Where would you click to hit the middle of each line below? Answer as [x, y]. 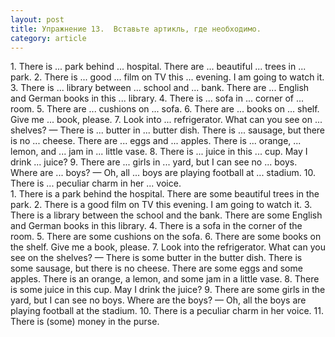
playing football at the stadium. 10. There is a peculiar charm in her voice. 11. [167, 311]
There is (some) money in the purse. [85, 322]
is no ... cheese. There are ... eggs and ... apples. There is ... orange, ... [156, 141]
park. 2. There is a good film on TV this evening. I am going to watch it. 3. [161, 205]
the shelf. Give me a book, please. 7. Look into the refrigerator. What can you [168, 247]
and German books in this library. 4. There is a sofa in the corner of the [156, 226]
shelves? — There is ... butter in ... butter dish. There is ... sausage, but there [168, 130]
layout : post [37, 19]
